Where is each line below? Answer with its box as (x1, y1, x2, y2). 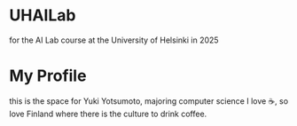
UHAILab (9, 5, 76, 26)
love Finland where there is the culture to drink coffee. (9, 108, 207, 119)
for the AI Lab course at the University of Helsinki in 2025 (9, 35, 219, 45)
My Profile (9, 66, 87, 86)
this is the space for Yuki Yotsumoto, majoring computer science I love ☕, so (9, 95, 289, 106)
